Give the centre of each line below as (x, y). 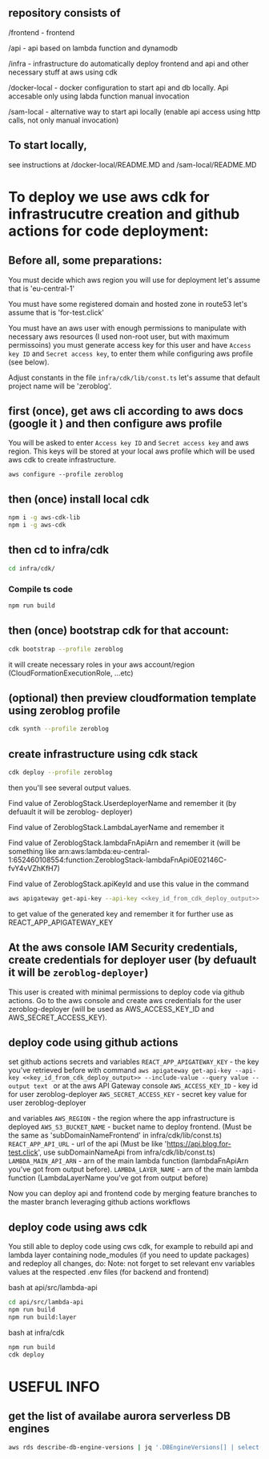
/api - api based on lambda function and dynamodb (93, 48)
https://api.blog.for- (199, 1144)
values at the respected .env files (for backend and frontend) (109, 1272)
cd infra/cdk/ (32, 568)
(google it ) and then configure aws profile (115, 424)
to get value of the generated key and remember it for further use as (121, 913)
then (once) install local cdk (79, 499)
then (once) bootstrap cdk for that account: (119, 631)
